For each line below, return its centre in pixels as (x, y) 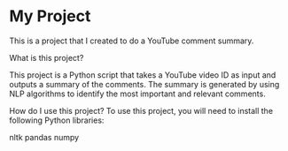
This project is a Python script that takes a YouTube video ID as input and (143, 75)
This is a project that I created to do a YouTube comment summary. (132, 41)
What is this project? (47, 57)
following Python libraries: (57, 120)
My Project (50, 16)
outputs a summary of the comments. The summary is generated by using (144, 84)
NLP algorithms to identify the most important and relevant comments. (137, 94)
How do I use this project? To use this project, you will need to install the (141, 110)
